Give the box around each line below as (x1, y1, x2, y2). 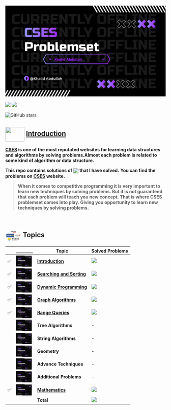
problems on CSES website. (5, 173, 65, 179)
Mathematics (37, 386, 66, 393)
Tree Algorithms (37, 323, 73, 329)
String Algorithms (37, 335, 76, 341)
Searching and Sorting (37, 271, 87, 277)
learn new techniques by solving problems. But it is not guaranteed (17, 189, 163, 195)
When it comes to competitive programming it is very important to (17, 183, 160, 189)
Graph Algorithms (37, 297, 76, 303)
